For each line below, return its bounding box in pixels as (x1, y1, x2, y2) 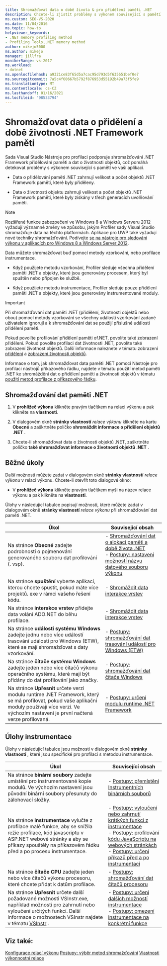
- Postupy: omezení (108, 907, 155, 914)
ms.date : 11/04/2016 (5, 21, 48, 26)
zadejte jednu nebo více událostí (7, 631, 83, 638)
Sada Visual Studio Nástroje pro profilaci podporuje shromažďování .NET (5, 154, 155, 160)
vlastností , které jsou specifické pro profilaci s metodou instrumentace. (5, 751, 153, 757)
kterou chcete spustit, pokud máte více (7, 584, 98, 591)
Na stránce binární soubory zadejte (7, 771, 92, 778)
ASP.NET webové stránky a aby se (7, 835, 88, 842)
